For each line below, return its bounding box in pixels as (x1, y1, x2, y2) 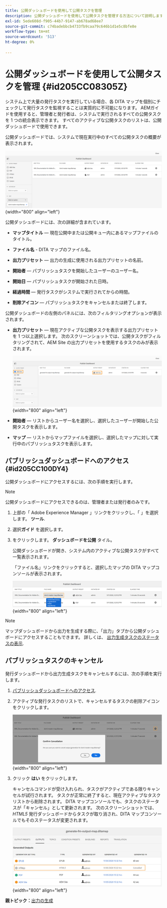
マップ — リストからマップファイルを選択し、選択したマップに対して (12, 434, 155, 440)
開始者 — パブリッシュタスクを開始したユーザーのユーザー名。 (12, 267, 142, 274)
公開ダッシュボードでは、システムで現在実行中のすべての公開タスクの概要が (5, 134, 162, 140)
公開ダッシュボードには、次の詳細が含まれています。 (5, 219, 114, 225)
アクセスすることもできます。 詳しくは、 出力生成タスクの (22, 634, 142, 640)
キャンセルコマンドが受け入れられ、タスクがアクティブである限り (12, 786, 147, 792)
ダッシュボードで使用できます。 (5, 123, 71, 129)
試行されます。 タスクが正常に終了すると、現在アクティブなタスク (25, 792, 161, 798)
